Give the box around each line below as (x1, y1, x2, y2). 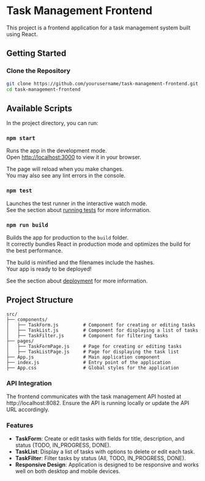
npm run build (6, 221, 48, 229)
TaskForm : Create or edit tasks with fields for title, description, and (15, 435, 185, 442)
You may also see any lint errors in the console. (6, 172, 125, 180)
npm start (6, 135, 35, 142)
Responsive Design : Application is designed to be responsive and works (15, 461, 199, 469)
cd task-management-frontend (6, 86, 81, 93)
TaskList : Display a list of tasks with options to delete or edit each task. (15, 448, 195, 455)
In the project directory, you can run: (6, 119, 99, 127)
